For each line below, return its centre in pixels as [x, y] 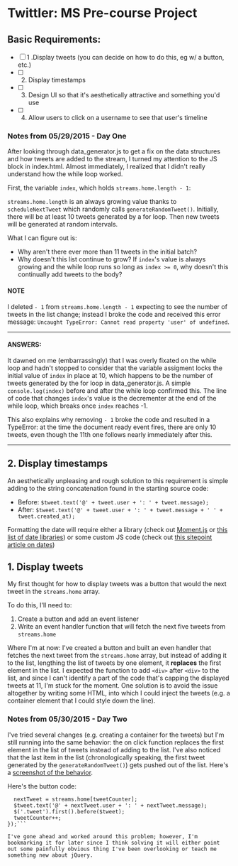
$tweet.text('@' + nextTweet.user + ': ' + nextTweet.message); [110, 805]
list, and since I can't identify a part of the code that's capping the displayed [118, 678]
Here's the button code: [42, 786]
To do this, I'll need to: [40, 605]
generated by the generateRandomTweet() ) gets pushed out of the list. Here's [118, 764]
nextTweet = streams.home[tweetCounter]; [76, 799]
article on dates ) [31, 544]
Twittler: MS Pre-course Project [102, 13]
